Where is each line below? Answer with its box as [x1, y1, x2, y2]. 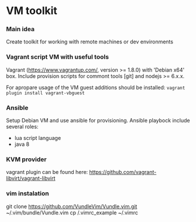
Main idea [6, 25, 35, 33]
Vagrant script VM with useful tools [6, 53, 109, 61]
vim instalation [6, 189, 49, 197]
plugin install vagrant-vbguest [6, 90, 85, 96]
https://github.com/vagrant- [89, 169, 157, 176]
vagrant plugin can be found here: [6, 169, 88, 176]
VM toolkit [6, 4, 57, 18]
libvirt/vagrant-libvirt [6, 175, 56, 182]
